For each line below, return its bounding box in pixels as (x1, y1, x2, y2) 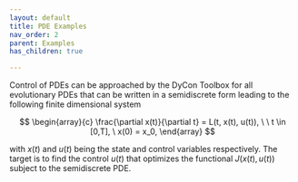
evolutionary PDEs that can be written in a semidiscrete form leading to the (9, 90, 290, 101)
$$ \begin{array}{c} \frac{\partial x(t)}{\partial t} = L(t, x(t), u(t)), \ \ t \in (19, 117, 286, 128)
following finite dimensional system (9, 99, 142, 110)
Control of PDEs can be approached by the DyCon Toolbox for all (9, 80, 253, 91)
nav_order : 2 (9, 30, 59, 39)
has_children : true (9, 47, 84, 56)
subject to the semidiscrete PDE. (9, 163, 132, 174)
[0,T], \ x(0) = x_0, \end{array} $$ (90, 126, 215, 137)
